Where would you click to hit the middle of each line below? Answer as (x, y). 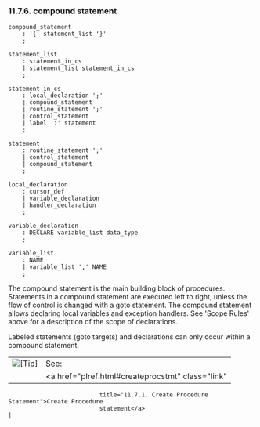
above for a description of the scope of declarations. (93, 322)
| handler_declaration (59, 205)
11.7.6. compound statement (63, 11)
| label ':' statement (59, 123)
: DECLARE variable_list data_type (80, 233)
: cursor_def (43, 192)
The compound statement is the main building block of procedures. (117, 288)
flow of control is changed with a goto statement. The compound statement (130, 305)
